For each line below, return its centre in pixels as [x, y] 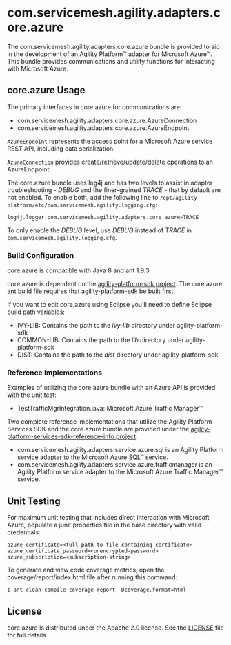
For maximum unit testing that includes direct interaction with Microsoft [108, 518]
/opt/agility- [180, 198]
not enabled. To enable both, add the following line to [83, 197]
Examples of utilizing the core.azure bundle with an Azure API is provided [111, 388]
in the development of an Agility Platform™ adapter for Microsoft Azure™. [110, 54]
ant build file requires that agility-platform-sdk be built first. [91, 291]
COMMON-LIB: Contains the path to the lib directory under [101, 340]
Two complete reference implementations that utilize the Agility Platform [110, 422]
